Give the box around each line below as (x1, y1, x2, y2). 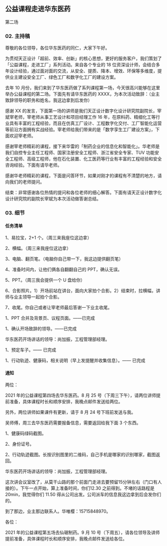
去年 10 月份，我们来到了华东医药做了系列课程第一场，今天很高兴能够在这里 (5, 85, 161, 91)
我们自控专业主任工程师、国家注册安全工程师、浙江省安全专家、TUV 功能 (5, 150, 155, 156)
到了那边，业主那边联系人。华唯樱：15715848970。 (5, 508, 111, 515)
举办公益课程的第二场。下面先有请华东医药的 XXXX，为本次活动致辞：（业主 (5, 91, 160, 97)
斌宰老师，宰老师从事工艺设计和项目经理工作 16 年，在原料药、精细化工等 (5, 114, 156, 120)
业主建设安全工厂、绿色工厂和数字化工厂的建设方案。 (9, 74, 118, 80)
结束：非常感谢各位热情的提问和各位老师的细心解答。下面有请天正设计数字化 (5, 189, 162, 195)
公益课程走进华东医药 (5, 4, 71, 13)
